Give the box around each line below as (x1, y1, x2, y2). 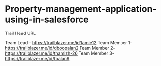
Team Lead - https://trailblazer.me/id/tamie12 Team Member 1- (5, 39, 132, 45)
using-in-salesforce (5, 14, 89, 25)
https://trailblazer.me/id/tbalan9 (5, 55, 70, 61)
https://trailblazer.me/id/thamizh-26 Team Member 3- (5, 50, 115, 56)
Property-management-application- (5, 3, 157, 15)
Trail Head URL (5, 30, 36, 36)
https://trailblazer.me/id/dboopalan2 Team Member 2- (5, 45, 115, 51)
